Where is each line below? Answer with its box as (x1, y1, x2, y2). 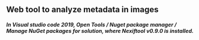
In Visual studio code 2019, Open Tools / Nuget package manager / (6, 21, 177, 28)
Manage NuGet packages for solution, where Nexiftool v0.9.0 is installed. (6, 27, 194, 34)
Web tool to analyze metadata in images (6, 5, 159, 15)
